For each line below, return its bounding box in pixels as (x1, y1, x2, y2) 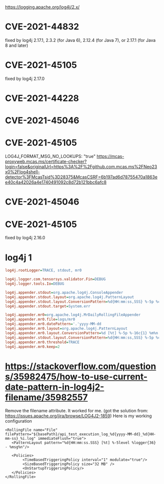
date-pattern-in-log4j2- (5, 381, 104, 392)
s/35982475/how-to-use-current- (5, 371, 148, 382)
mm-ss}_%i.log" (5, 436, 36, 441)
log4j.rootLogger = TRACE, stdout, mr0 (5, 268, 82, 273)
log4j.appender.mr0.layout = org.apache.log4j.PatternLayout (5, 326, 128, 331)
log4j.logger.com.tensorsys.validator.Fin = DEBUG (5, 277, 106, 282)
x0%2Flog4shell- (5, 169, 40, 175)
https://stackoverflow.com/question (5, 361, 156, 372)
